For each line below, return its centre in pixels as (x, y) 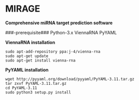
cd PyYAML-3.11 (21, 88)
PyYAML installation (27, 70)
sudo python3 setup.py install (38, 92)
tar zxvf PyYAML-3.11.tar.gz (36, 83)
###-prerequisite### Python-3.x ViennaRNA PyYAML (61, 32)
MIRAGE (23, 9)
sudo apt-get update (27, 56)
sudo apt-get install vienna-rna (40, 60)
